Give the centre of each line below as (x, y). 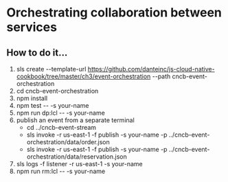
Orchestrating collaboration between (114, 13)
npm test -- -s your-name (53, 105)
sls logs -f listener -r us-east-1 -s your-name (80, 164)
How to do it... (37, 53)
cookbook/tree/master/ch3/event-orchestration (83, 76)
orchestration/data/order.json (68, 142)
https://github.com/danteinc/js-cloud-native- (151, 69)
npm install (32, 98)
